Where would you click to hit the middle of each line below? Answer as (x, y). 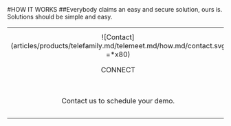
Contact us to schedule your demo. (118, 101)
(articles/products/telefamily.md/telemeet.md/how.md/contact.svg (118, 46)
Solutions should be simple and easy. (60, 17)
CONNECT (118, 70)
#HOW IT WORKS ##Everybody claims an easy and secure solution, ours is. (115, 9)
